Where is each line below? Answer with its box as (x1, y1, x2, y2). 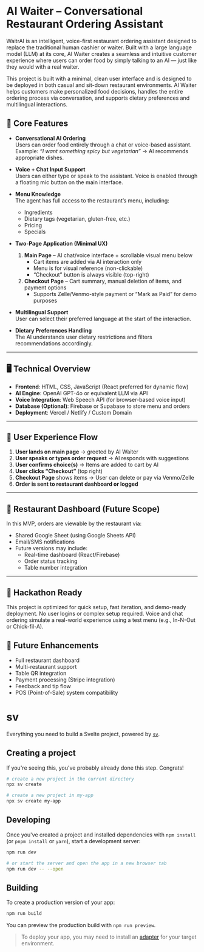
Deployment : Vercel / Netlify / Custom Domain (15, 409, 132, 416)
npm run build (6, 911, 42, 917)
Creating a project (6, 748, 76, 758)
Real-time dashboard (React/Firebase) (24, 551, 120, 559)
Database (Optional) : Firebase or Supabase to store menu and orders (15, 402, 190, 410)
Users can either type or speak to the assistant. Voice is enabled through (15, 172, 198, 179)
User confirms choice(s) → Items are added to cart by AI (15, 461, 159, 469)
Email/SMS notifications (15, 538, 75, 545)
